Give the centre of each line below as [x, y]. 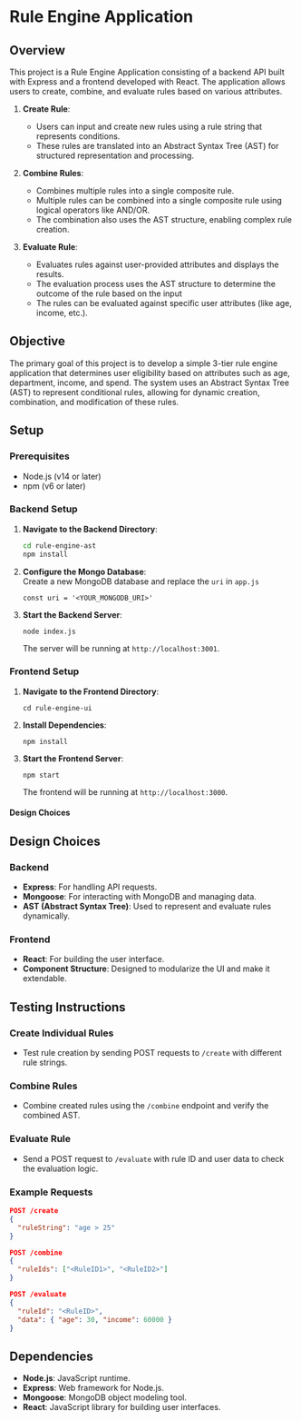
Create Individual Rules [62, 1033]
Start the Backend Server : [72, 614]
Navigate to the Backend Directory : [90, 529]
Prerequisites [39, 456]
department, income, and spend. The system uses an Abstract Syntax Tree [150, 383]
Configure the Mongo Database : [84, 571]
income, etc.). [62, 313]
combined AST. [51, 1116]
